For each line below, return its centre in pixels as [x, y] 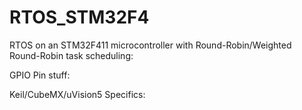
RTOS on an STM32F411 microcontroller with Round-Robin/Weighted [150, 45]
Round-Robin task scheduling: [71, 55]
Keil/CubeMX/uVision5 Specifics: [77, 94]
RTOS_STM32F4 [79, 17]
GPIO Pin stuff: [40, 75]
